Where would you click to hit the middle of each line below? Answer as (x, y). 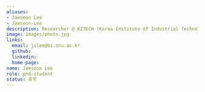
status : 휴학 (22, 79)
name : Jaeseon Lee (30, 68)
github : (22, 51)
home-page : (26, 62)
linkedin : (24, 57)
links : (15, 40)
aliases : (17, 12)
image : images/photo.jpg (38, 34)
